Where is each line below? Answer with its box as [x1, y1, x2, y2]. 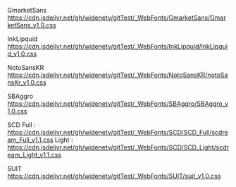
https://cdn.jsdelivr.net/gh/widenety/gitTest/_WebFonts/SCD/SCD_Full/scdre [7, 128, 229, 136]
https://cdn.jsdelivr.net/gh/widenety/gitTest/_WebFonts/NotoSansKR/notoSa [7, 71, 228, 79]
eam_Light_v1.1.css [7, 151, 62, 159]
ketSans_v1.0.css [7, 21, 56, 29]
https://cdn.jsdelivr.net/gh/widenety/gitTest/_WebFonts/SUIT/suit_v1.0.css [7, 172, 221, 180]
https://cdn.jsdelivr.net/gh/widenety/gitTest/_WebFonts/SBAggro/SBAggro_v [7, 99, 229, 108]
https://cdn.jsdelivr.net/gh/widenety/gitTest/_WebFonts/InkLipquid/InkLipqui [7, 42, 228, 50]
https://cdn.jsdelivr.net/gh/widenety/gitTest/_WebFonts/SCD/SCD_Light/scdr [7, 143, 230, 151]
